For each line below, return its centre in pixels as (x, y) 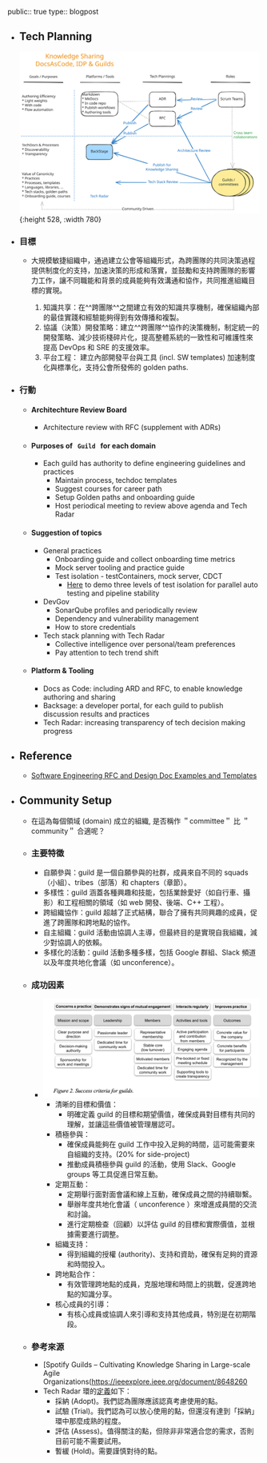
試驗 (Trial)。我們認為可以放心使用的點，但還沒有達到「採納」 (157, 1411)
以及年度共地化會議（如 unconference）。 (111, 962)
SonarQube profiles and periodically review (126, 610)
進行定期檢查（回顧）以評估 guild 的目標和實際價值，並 (157, 1224)
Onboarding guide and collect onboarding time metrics (145, 559)
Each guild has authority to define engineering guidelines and (144, 464)
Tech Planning (56, 36)
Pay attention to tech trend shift (107, 652)
